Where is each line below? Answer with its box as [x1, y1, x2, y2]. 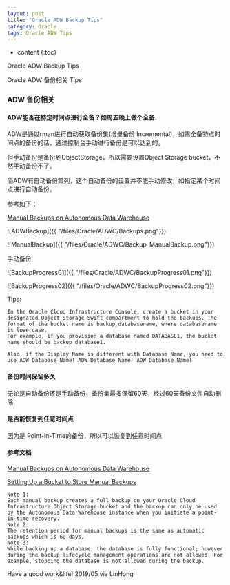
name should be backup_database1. [7, 339, 107, 346]
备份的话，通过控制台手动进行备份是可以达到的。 [25, 139, 164, 147]
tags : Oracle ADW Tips [7, 29, 72, 37]
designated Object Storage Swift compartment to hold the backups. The [7, 315, 217, 322]
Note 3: [7, 539, 30, 546]
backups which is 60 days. [7, 533, 85, 540]
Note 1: [7, 491, 30, 498]
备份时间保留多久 [7, 372, 56, 381]
